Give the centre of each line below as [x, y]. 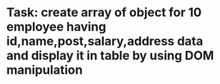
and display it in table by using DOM [110, 56]
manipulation [45, 70]
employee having [56, 27]
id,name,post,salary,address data [105, 41]
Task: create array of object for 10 [104, 13]
